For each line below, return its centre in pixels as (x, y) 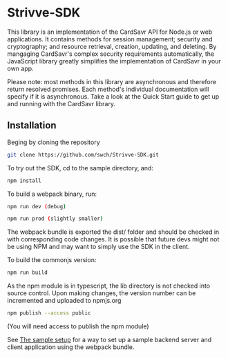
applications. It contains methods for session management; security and (110, 39)
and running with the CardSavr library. (61, 103)
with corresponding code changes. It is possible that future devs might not (113, 239)
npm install (24, 181)
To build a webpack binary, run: (52, 194)
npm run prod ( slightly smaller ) (55, 219)
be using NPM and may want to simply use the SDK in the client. (98, 247)
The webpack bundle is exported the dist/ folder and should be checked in (113, 232)
